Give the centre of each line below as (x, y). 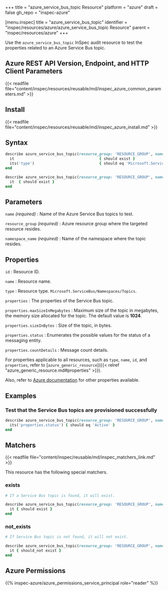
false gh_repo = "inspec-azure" (37, 12)
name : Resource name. (28, 281)
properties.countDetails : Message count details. (57, 350)
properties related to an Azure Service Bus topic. (55, 48)
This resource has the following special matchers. (56, 472)
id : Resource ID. (22, 272)
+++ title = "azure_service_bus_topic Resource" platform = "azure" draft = (82, 7)
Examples (21, 396)
